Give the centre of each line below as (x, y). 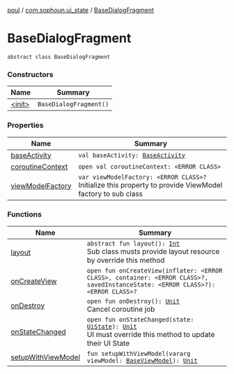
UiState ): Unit (112, 326)
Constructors (30, 74)
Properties (25, 125)
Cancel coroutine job (121, 309)
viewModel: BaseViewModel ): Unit (142, 360)
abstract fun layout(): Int (133, 243)
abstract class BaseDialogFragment (59, 57)
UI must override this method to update (151, 334)
